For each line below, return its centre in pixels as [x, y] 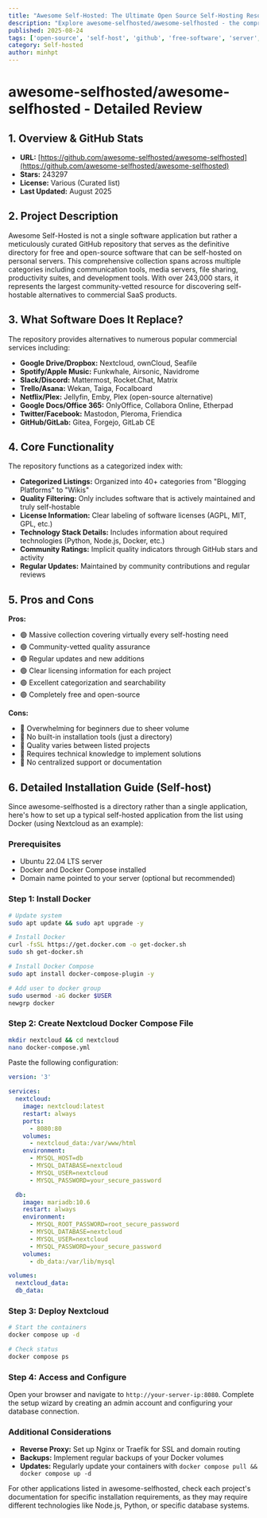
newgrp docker [32, 1003]
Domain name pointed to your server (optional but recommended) [128, 878]
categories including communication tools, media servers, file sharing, [123, 269]
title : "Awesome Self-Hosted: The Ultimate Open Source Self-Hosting [126, 16]
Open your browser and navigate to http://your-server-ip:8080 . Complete [131, 1395]
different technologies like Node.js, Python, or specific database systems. [129, 1505]
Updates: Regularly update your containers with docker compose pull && [139, 1466]
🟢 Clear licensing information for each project [95, 671]
